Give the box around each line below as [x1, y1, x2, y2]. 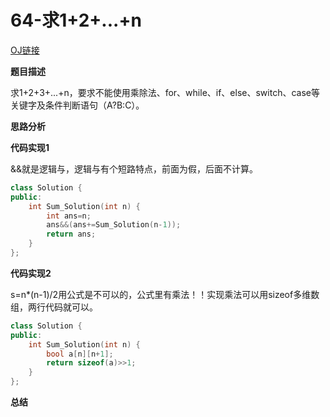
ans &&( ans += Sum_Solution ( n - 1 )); [46, 220, 182, 230]
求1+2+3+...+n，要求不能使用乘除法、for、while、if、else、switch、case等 [10, 86, 320, 98]
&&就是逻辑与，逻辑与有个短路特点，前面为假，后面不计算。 [10, 162, 259, 175]
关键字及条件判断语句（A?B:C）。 [10, 99, 145, 111]
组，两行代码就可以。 [10, 301, 98, 313]
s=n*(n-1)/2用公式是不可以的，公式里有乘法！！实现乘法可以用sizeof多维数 [10, 288, 320, 300]
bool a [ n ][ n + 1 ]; [46, 349, 114, 359]
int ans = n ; [46, 211, 92, 221]
